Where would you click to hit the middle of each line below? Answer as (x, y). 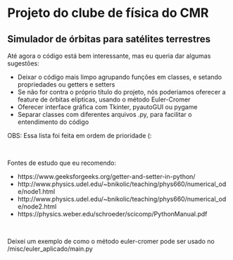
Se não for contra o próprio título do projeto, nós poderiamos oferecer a (121, 92)
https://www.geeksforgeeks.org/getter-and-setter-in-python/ (106, 177)
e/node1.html (36, 191)
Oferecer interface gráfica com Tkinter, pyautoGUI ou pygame (107, 107)
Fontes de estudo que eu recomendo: (62, 163)
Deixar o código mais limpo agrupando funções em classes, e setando (120, 77)
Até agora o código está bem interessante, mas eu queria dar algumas (109, 56)
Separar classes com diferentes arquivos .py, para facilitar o (105, 114)
